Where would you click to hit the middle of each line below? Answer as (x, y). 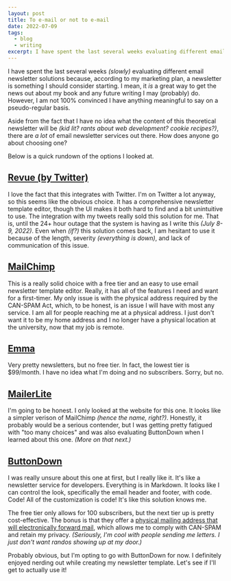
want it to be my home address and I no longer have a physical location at (112, 320)
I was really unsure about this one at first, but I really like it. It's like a (104, 477)
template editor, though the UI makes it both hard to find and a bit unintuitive (115, 209)
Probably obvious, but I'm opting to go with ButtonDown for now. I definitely (115, 555)
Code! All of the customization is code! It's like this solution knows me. (107, 499)
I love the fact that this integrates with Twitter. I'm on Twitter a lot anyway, (112, 194)
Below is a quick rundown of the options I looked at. (81, 156)
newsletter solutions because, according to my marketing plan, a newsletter (115, 78)
